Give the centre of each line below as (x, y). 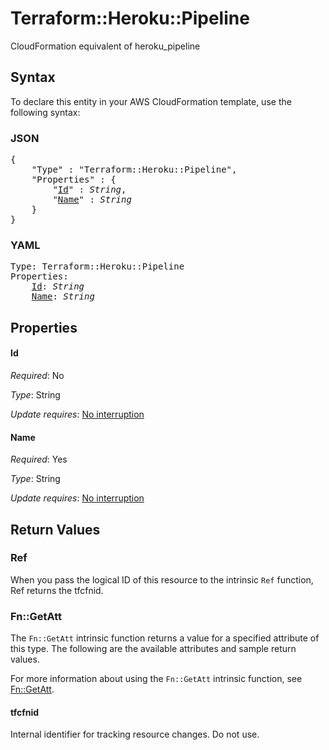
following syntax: (45, 112)
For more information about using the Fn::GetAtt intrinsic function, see (156, 679)
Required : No (37, 375)
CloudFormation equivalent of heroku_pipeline (105, 46)
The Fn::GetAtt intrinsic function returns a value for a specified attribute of (165, 638)
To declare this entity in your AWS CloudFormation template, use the (151, 101)
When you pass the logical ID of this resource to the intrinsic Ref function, (162, 579)
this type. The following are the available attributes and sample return (153, 649)
